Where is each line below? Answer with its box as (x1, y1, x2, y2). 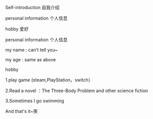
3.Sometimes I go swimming (5, 98, 64, 104)
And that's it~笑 (5, 108, 38, 114)
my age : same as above (5, 57, 56, 62)
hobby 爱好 (5, 26, 29, 32)
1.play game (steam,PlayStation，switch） (5, 77, 93, 83)
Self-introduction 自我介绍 (5, 5, 60, 10)
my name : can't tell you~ (5, 47, 58, 53)
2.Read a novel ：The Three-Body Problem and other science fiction (5, 88, 148, 94)
